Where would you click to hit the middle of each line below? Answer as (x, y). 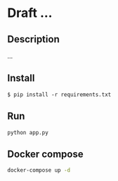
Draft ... (30, 13)
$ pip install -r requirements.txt (59, 94)
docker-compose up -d (39, 170)
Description (33, 39)
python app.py (28, 132)
